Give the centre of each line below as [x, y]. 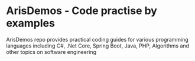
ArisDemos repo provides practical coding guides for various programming [97, 39]
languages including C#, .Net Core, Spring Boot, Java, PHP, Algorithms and [98, 46]
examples [30, 23]
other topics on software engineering [51, 52]
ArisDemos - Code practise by [82, 11]
